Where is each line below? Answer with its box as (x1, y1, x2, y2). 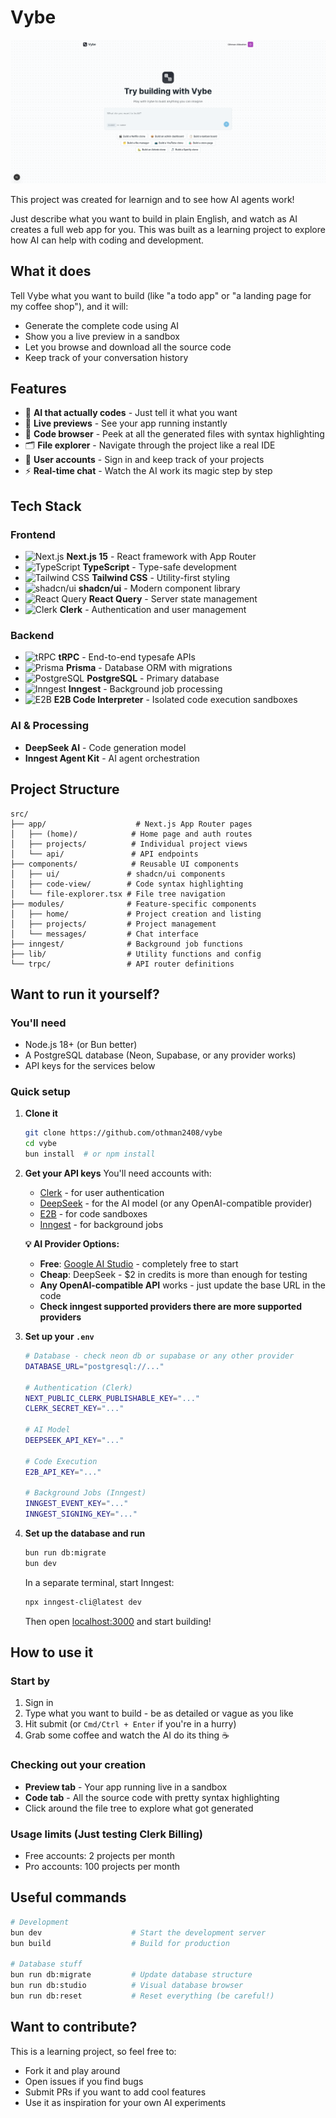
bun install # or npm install (24, 1149, 156, 1160)
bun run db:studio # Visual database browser (10, 1981, 244, 1991)
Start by (10, 1674, 50, 1688)
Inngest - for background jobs (39, 1219, 164, 1231)
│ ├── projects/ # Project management (10, 919, 217, 929)
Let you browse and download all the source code (24, 341, 232, 353)
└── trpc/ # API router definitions (10, 959, 235, 969)
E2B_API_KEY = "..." (24, 1467, 102, 1477)
